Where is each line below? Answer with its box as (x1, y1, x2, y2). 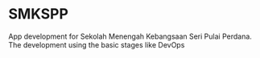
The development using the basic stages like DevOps (8, 39, 185, 49)
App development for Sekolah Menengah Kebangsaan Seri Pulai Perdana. (8, 31, 252, 41)
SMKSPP (8, 5, 68, 23)
